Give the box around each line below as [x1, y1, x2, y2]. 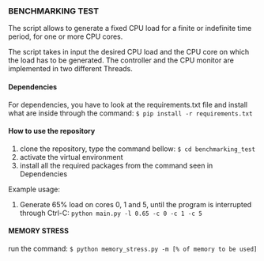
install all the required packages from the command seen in [19, 161, 213, 170]
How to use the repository [8, 127, 96, 136]
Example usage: [8, 184, 61, 194]
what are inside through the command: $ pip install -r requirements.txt [8, 108, 253, 118]
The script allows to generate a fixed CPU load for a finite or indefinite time [8, 24, 252, 33]
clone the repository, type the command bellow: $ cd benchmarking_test [19, 144, 255, 153]
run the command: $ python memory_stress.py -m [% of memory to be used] [8, 244, 258, 253]
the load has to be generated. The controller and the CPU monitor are [8, 55, 235, 65]
